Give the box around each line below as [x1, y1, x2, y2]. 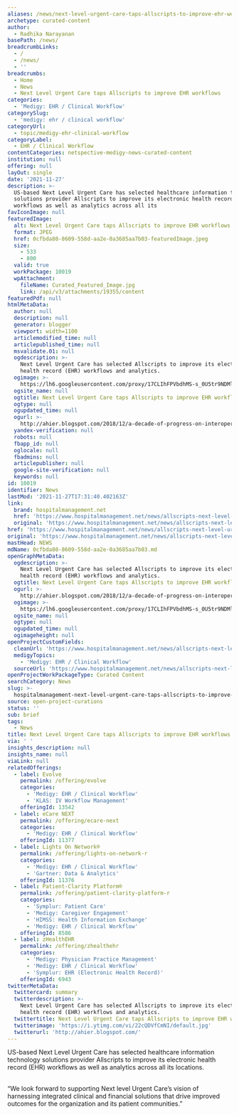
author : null [14, 308, 53, 315]
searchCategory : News [7, 678, 72, 685]
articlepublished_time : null [14, 341, 100, 348]
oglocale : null [14, 447, 59, 454]
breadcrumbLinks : [7, 43, 59, 50]
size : [14, 242, 31, 249]
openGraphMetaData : [7, 553, 65, 560]
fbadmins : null [14, 453, 59, 461]
